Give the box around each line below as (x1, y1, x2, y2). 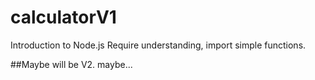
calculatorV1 (10, 6, 117, 29)
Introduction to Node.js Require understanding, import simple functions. (10, 39, 307, 51)
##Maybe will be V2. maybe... (10, 58, 133, 70)
